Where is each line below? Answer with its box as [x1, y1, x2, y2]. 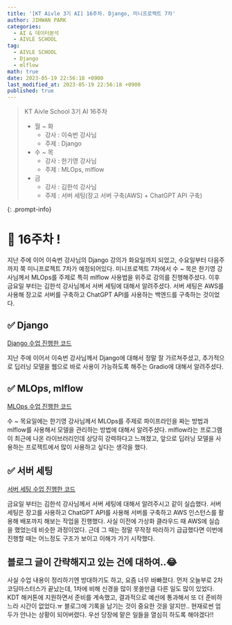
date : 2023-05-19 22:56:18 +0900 [7, 74, 104, 82]
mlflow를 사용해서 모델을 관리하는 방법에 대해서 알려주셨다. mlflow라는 [7, 425, 199, 434]
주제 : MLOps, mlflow [44, 166, 105, 174]
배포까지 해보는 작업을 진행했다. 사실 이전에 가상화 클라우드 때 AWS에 [19, 517, 208, 525]
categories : [7, 23, 42, 30]
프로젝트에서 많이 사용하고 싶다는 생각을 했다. [25, 443, 148, 451]
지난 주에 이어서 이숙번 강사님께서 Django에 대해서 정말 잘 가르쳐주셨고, [7, 353, 201, 362]
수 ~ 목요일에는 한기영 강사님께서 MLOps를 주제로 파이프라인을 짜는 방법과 [7, 416, 209, 425]
